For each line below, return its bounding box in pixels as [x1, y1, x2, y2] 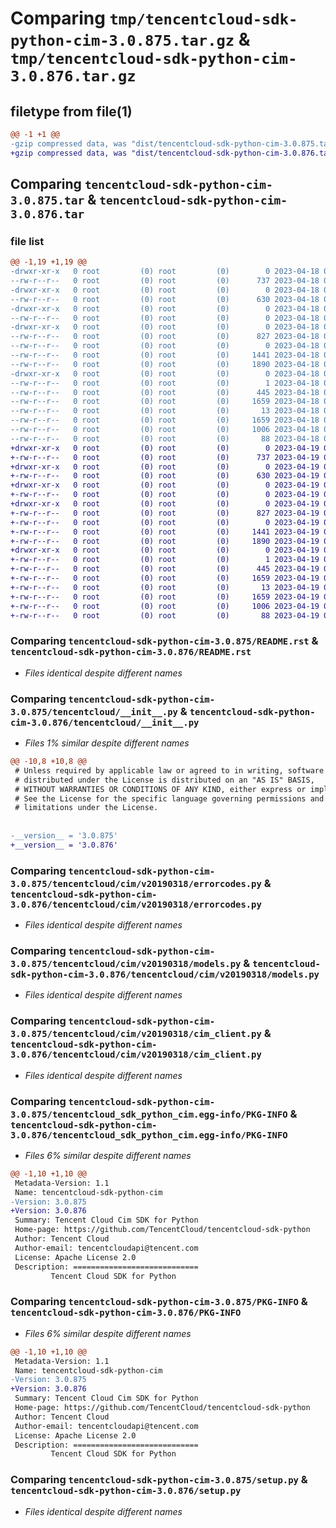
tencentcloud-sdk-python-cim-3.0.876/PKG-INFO [10, 1307, 242, 1319]
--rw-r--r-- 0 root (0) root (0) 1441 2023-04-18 [10, 350, 320, 361]
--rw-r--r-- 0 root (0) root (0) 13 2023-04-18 [10, 406, 320, 416]
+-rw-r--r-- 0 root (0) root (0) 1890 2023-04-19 [10, 536, 320, 546]
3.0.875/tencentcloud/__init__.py [10, 706, 178, 717]
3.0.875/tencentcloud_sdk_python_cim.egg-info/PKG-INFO [10, 1108, 288, 1120]
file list [10, 234, 45, 248]
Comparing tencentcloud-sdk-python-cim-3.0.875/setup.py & [10, 1473, 308, 1487]
